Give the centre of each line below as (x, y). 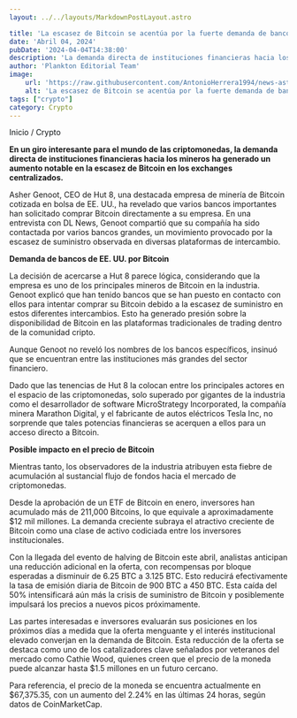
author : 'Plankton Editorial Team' (75, 66)
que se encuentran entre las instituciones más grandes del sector (128, 359)
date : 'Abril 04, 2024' (53, 42)
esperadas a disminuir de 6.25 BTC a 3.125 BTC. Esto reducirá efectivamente (148, 577)
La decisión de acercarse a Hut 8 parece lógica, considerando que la (135, 276)
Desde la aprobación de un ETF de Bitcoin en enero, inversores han (132, 503)
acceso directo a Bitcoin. (54, 432)
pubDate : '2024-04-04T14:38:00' (69, 50)
